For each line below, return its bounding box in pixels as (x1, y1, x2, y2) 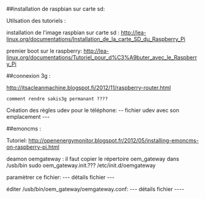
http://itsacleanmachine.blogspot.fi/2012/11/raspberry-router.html (6, 84, 171, 91)
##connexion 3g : (6, 72, 51, 79)
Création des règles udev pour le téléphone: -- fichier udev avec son (6, 107, 179, 114)
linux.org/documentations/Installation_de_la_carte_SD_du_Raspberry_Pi (6, 36, 185, 42)
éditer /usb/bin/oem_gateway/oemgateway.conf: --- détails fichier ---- (6, 186, 185, 192)
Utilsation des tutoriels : (6, 17, 66, 24)
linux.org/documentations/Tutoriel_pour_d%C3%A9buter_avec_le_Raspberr (6, 54, 198, 61)
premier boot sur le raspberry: (6, 47, 83, 54)
